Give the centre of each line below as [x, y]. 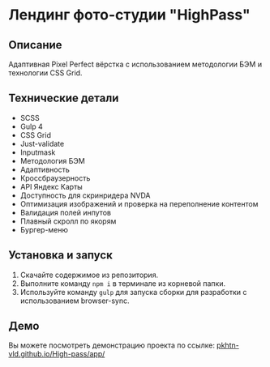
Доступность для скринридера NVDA [86, 195]
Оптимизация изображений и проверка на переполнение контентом [139, 203]
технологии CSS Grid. [45, 73]
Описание [35, 45]
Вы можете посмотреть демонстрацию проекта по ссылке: [111, 345]
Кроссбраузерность [55, 178]
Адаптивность [45, 169]
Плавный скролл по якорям [68, 221]
